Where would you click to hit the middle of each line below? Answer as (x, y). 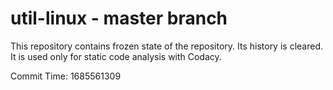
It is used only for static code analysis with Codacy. (116, 56)
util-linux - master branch (119, 18)
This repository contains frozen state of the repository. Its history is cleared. (166, 46)
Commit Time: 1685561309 (66, 76)
